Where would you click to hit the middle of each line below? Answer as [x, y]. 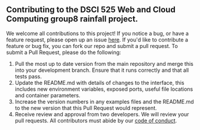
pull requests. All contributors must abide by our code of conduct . [96, 121]
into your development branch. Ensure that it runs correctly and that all [102, 70]
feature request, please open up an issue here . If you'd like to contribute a [97, 39]
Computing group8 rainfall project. [72, 19]
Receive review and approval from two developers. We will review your [102, 114]
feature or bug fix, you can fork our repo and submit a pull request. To [92, 46]
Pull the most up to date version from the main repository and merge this [104, 64]
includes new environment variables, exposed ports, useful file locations [104, 89]
